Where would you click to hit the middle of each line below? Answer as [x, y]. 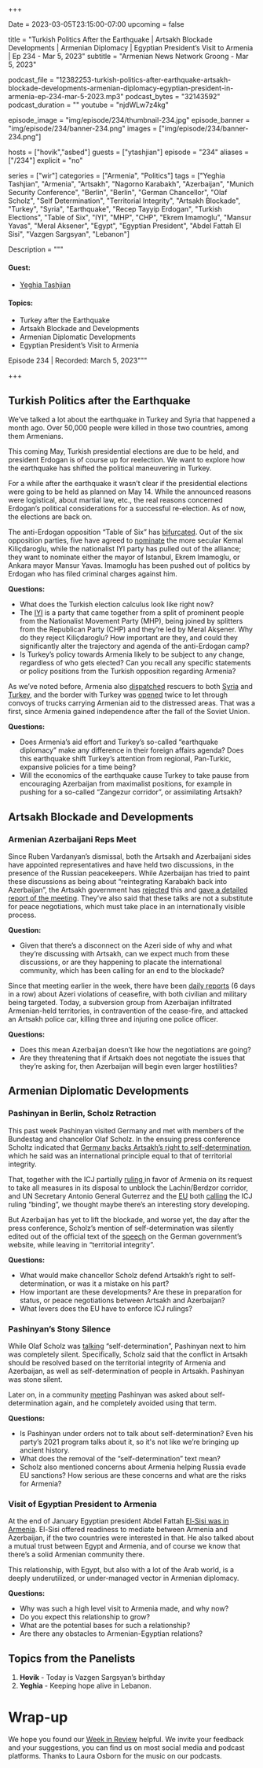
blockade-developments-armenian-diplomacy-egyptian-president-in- [121, 88]
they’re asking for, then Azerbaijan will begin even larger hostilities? [128, 1066]
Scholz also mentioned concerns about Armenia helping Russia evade [133, 1467]
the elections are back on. [50, 517]
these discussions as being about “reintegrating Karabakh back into [118, 881]
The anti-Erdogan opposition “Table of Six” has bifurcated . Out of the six [126, 532]
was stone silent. [35, 1379]
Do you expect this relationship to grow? [85, 1617]
